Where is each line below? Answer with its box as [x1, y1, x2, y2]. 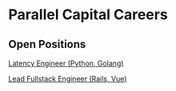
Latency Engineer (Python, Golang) [8, 58, 124, 68]
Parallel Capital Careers [8, 6, 168, 24]
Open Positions [8, 38, 86, 51]
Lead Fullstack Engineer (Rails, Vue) [8, 74, 127, 83]
